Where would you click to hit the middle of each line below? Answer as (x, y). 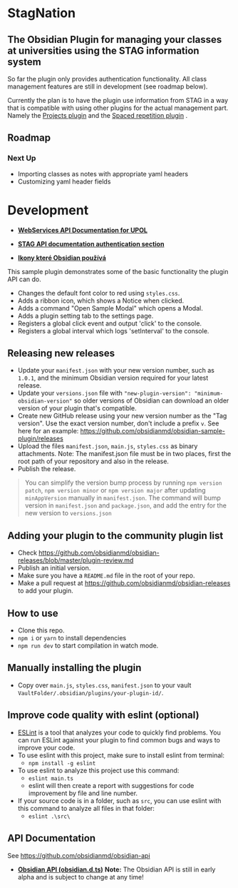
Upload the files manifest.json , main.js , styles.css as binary (108, 446)
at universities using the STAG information (103, 50)
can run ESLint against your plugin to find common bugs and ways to (119, 740)
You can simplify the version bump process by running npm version (123, 483)
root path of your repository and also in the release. (93, 461)
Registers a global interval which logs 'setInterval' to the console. (113, 331)
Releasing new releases (61, 354)
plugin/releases (41, 439)
